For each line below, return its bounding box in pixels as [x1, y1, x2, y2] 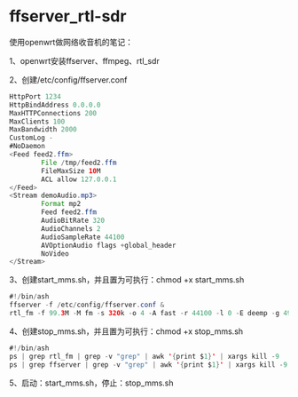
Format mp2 [41, 200, 82, 209]
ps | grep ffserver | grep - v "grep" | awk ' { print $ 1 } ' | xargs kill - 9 [9, 360, 288, 369]
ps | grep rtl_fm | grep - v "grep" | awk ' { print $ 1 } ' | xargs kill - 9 [9, 352, 280, 361]
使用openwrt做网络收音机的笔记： [9, 36, 133, 47]
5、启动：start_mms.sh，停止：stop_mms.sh [9, 377, 175, 388]
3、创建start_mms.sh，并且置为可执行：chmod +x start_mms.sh [9, 274, 245, 285]
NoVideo [41, 249, 69, 258]
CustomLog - [9, 133, 53, 143]
